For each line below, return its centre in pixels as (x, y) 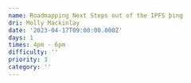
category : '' (30, 67)
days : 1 (21, 38)
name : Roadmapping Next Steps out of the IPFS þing (95, 15)
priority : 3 (28, 60)
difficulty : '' (33, 52)
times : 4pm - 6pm (37, 45)
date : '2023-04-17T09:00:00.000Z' (66, 30)
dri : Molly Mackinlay (44, 23)
